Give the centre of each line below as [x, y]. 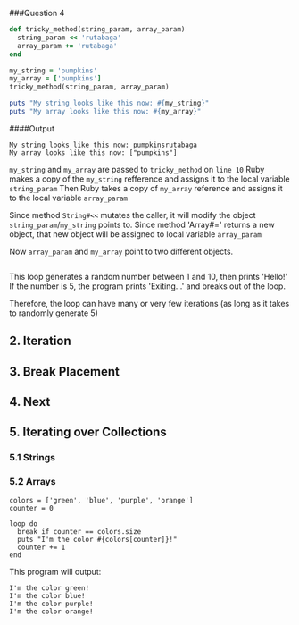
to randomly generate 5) [54, 313]
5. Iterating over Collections [88, 432]
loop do [24, 524]
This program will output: [55, 571]
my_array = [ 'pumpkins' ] [55, 79]
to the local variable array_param [68, 198]
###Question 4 [37, 13]
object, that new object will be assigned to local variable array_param [135, 234]
